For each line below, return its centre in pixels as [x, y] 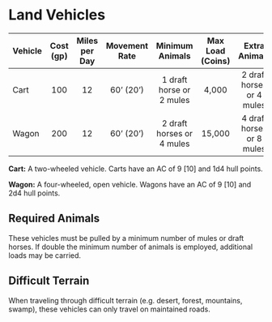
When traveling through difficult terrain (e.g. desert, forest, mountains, [125, 300]
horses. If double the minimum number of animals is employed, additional [131, 247]
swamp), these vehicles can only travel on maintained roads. [109, 309]
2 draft [174, 123]
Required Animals [54, 219]
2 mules [174, 100]
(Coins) [216, 61]
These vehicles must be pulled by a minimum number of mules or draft [126, 238]
